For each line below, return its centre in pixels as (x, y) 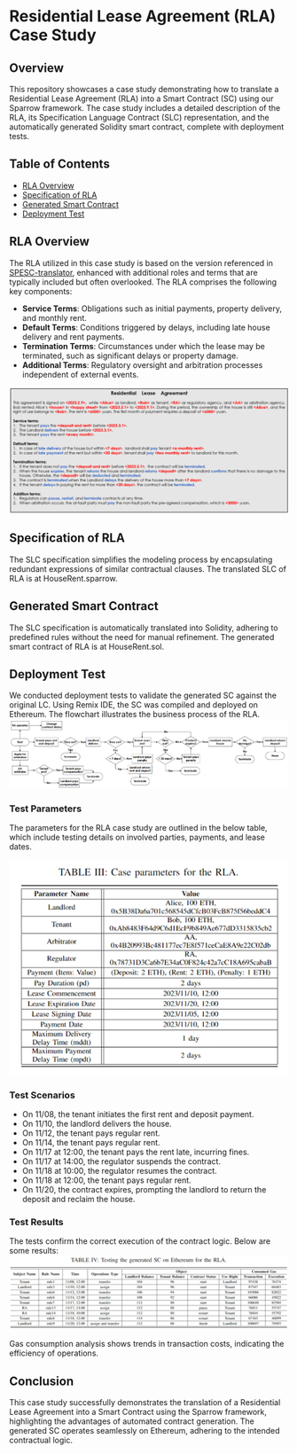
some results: (34, 1251)
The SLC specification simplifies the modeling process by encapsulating (141, 559)
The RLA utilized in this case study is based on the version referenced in (141, 262)
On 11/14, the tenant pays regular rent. (91, 1143)
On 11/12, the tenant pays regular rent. (91, 1133)
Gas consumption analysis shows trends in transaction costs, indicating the (147, 1344)
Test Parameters (46, 809)
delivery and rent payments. (73, 336)
